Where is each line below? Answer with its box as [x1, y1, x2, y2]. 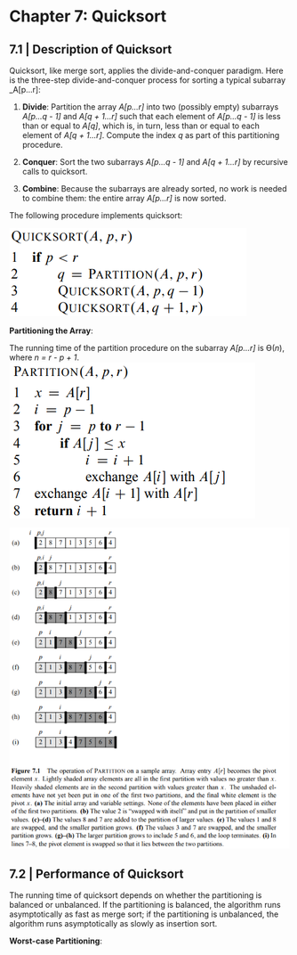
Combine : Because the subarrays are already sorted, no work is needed [21, 184, 287, 193]
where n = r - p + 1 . [9, 352, 80, 363]
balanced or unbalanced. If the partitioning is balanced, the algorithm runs [9, 900, 282, 910]
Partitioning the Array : [9, 325, 93, 336]
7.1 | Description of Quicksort [9, 42, 173, 57]
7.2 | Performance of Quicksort [9, 866, 184, 881]
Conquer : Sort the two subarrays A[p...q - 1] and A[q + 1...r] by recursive [21, 157, 289, 167]
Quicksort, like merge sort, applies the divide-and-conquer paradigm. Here [9, 65, 285, 76]
